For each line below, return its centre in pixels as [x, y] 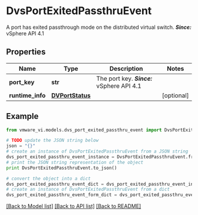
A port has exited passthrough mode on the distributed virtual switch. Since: [99, 27]
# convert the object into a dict [49, 178]
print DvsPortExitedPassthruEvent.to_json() [62, 168]
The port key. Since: [124, 78]
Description [126, 68]
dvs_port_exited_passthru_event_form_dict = [62, 195]
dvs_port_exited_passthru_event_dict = [55, 184]
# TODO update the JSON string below [52, 140]
